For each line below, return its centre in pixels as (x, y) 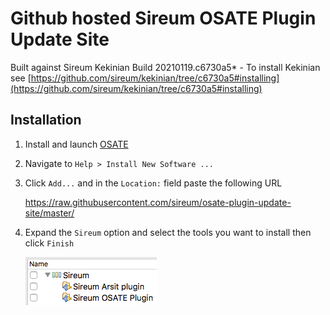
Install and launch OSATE (76, 144)
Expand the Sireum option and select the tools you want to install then (168, 232)
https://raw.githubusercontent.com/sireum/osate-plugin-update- (158, 202)
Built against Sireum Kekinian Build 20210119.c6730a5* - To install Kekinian (165, 67)
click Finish (49, 243)
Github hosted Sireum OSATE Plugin (163, 18)
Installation (46, 120)
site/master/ (49, 213)
